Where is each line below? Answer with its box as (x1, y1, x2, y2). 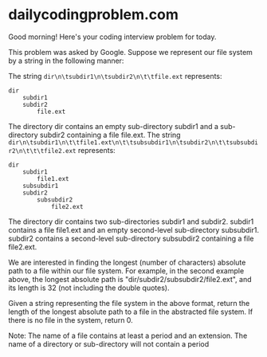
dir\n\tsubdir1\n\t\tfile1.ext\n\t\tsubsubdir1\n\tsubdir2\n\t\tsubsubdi (8, 138, 259, 147)
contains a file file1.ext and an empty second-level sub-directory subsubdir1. (8, 225, 260, 234)
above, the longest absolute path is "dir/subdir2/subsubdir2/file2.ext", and (8, 274, 253, 284)
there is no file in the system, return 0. (8, 315, 133, 324)
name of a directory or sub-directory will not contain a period (8, 339, 210, 348)
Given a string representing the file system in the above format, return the (8, 298, 250, 308)
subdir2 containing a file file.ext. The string (39, 130, 181, 139)
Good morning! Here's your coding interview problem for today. (8, 32, 217, 41)
